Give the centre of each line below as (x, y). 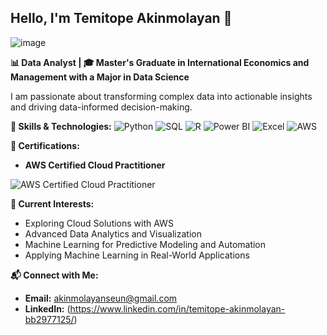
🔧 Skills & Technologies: (61, 126)
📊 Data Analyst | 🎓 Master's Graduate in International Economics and (160, 62)
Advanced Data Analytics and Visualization (113, 233)
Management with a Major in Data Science (100, 77)
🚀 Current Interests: (52, 203)
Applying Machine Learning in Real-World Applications (137, 255)
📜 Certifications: (45, 145)
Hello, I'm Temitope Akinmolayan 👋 (121, 18)
